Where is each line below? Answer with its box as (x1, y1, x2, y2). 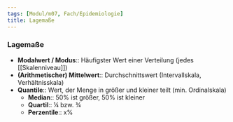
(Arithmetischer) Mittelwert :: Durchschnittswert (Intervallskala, (17, 71, 202, 79)
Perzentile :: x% (27, 108, 73, 116)
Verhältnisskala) (17, 78, 64, 86)
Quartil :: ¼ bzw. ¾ (27, 100, 82, 109)
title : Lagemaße (7, 17, 55, 24)
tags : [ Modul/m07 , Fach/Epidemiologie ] (7, 10, 124, 18)
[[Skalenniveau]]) (17, 63, 68, 72)
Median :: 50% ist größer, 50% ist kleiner (27, 93, 146, 102)
